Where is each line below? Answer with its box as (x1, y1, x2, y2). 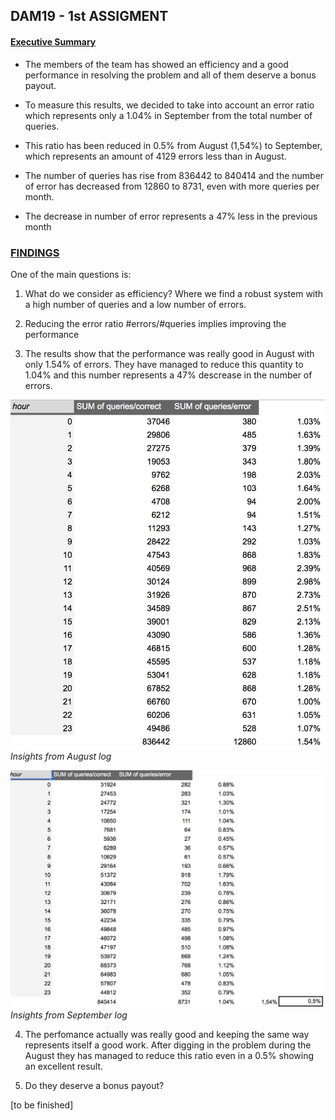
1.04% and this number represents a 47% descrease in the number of (24, 369, 313, 381)
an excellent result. (24, 1060, 104, 1073)
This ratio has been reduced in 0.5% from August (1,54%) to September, (24, 139, 323, 151)
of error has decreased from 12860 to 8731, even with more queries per (24, 180, 320, 192)
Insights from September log (10, 1009, 128, 1021)
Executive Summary (10, 35, 97, 48)
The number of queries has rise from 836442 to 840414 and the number (24, 169, 325, 181)
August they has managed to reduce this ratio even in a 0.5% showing (24, 1050, 315, 1062)
